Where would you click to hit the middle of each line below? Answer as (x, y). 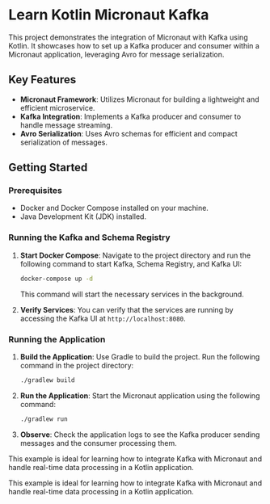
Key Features (42, 80)
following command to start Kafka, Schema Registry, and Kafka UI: (131, 263)
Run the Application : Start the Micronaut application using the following (140, 395)
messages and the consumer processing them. (98, 443)
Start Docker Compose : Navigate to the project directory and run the (135, 255)
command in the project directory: (77, 365)
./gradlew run (44, 419)
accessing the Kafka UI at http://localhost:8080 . (103, 318)
